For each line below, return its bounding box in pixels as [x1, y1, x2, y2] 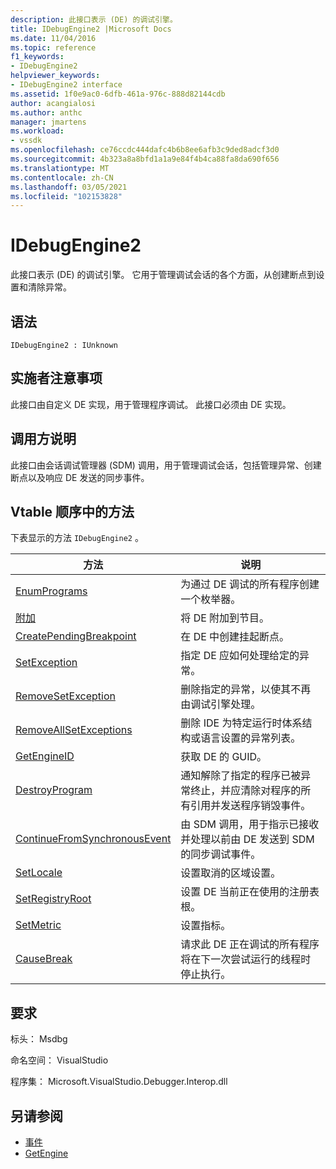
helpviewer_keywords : [10, 71, 101, 81]
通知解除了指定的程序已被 [180, 769, 302, 783]
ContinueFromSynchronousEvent [15, 832, 172, 846]
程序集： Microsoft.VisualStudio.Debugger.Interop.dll [10, 1076, 228, 1088]
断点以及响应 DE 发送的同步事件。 [10, 471, 150, 483]
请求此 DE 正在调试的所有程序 [180, 937, 320, 951]
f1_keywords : [10, 52, 65, 62]
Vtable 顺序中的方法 [10, 504, 135, 521]
